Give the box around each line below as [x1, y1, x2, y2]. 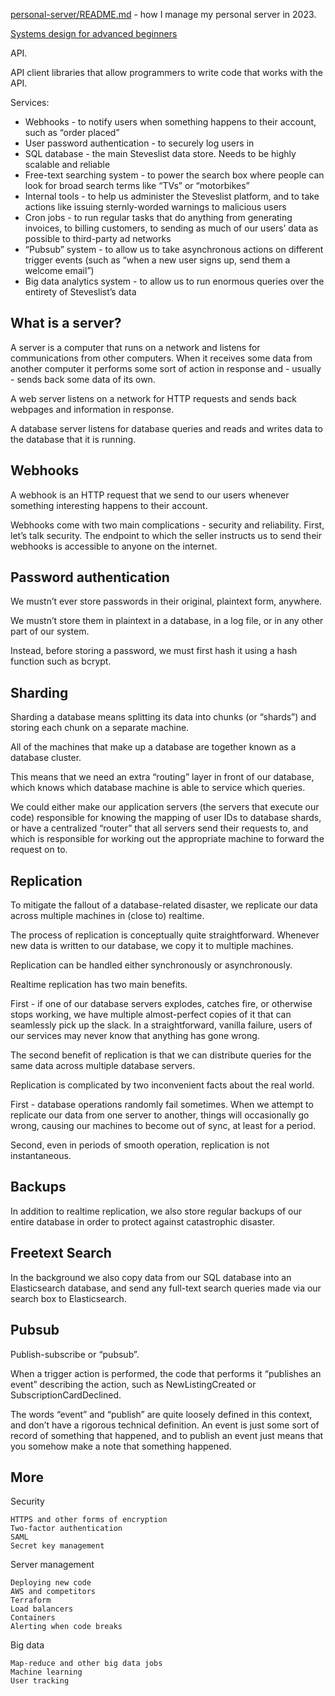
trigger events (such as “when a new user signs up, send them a [24, 254, 291, 266]
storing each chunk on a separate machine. [10, 722, 190, 734]
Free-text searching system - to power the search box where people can [24, 169, 325, 181]
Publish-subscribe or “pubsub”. [10, 1348, 140, 1360]
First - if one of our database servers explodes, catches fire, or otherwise [10, 998, 313, 1010]
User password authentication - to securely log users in [24, 137, 255, 149]
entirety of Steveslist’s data [24, 286, 137, 298]
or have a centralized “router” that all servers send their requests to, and [10, 822, 309, 834]
